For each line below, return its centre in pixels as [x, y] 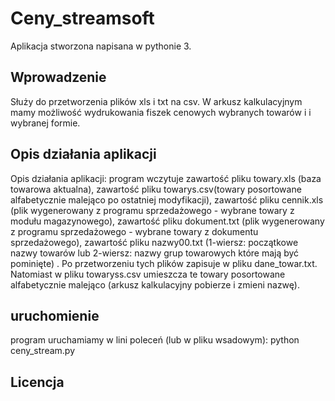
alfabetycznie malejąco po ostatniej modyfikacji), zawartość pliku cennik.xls [167, 199]
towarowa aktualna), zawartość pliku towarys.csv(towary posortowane [156, 189]
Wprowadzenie [58, 77]
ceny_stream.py [43, 351]
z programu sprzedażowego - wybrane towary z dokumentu [134, 231]
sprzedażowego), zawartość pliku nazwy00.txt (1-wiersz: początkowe [154, 242]
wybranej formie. [45, 123]
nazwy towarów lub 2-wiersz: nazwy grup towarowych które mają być [155, 253]
